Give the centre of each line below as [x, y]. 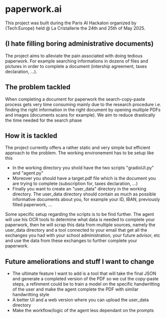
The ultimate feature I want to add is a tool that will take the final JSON [84, 273]
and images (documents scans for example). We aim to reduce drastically [80, 115]
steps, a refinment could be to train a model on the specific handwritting [86, 284]
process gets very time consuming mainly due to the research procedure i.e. [83, 104]
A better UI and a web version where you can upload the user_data [81, 300]
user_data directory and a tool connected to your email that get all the [76, 230]
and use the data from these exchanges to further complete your [71, 241]
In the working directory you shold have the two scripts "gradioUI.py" [83, 168]
